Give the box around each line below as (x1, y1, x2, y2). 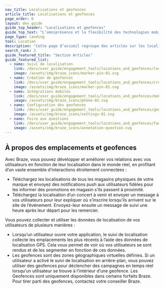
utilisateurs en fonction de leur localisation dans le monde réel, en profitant (5, 162, 156, 168)
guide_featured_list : (5, 57, 49, 62)
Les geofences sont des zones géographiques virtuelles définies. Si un (12, 252, 155, 258)
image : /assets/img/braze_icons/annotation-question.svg (14, 125, 132, 130)
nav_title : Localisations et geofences (5, 7, 86, 12)
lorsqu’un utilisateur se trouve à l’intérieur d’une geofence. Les (12, 268, 138, 274)
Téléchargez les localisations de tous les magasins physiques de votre (12, 177, 154, 182)
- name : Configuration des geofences (9, 103, 86, 108)
